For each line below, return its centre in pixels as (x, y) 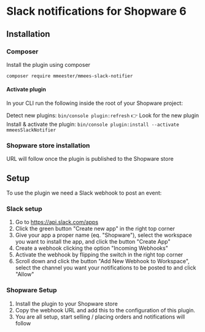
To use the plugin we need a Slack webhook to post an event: (84, 193)
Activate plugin (26, 90)
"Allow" (25, 274)
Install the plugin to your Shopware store (66, 303)
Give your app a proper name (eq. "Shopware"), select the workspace (103, 235)
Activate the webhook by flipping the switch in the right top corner (99, 255)
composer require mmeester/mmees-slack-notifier (70, 76)
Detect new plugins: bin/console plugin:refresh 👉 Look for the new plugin (103, 115)
